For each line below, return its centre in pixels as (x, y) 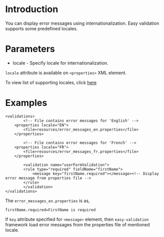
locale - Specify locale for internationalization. (60, 63)
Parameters (30, 49)
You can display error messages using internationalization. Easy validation (82, 23)
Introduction (32, 9)
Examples (26, 103)
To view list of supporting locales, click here (51, 82)
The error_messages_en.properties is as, (47, 201)
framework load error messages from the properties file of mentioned (78, 224)
